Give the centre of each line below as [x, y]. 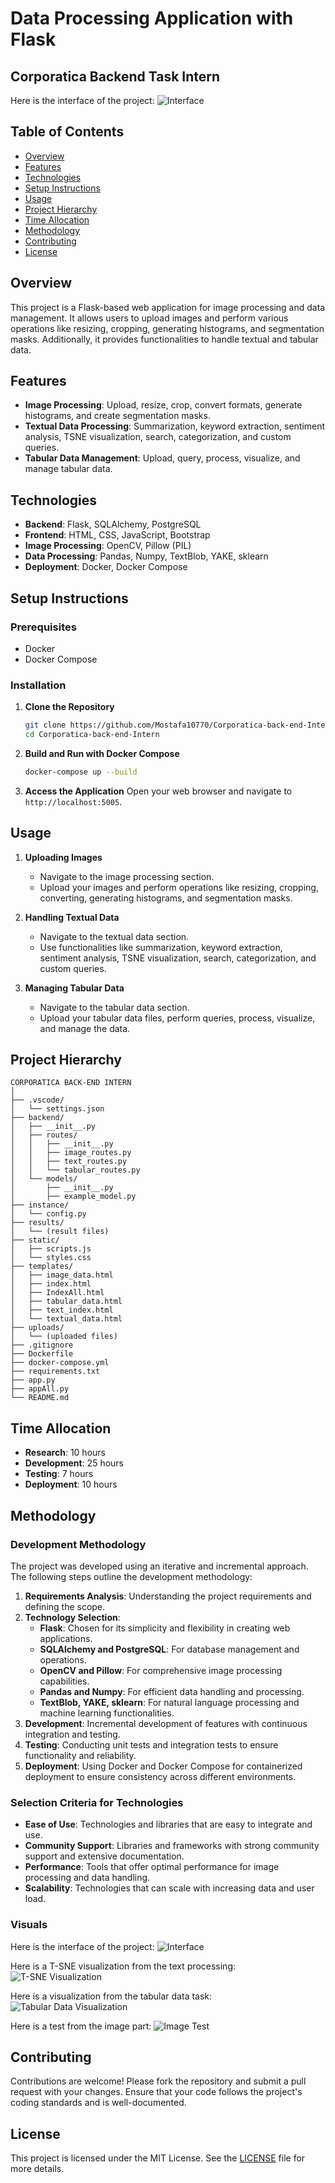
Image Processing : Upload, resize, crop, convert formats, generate [163, 405]
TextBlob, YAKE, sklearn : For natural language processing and [169, 1702]
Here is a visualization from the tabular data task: [111, 1996]
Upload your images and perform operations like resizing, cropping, [179, 887]
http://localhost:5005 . [73, 801]
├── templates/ [42, 1267]
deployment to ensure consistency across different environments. [160, 1776]
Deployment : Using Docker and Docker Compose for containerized [163, 1766]
